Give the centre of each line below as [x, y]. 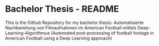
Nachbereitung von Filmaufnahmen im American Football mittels [71, 27]
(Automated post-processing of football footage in [102, 33]
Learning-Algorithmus [28, 33]
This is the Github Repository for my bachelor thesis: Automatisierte [75, 23]
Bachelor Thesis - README [62, 9]
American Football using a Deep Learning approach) [59, 38]
